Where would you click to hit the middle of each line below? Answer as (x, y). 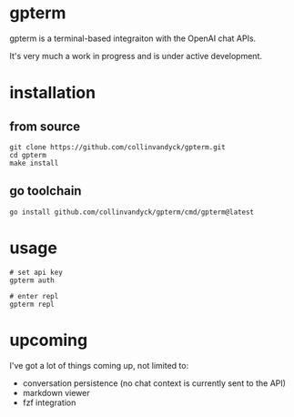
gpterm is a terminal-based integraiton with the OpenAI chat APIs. (133, 38)
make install (34, 163)
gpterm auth (32, 280)
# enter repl (34, 296)
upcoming (49, 340)
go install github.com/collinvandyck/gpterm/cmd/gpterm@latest (132, 212)
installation (53, 93)
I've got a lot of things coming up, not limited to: (99, 365)
